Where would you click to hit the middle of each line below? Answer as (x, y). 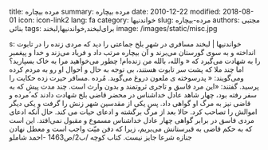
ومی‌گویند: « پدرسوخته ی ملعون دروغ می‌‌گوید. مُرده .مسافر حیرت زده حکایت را (126, 78)
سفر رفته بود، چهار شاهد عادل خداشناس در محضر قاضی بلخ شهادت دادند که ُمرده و (133, 95)
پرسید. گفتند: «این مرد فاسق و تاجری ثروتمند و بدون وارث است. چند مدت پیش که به (134, 86)
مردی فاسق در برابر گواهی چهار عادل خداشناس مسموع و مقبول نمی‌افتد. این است (132, 120)
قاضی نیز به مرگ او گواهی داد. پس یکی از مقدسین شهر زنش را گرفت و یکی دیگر (130, 103)
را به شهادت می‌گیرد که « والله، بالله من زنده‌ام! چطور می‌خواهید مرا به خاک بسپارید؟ (135, 61)
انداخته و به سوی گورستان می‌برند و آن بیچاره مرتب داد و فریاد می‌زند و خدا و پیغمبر (132, 52)
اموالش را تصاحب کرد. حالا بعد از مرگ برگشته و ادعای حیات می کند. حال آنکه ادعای (133, 112)
